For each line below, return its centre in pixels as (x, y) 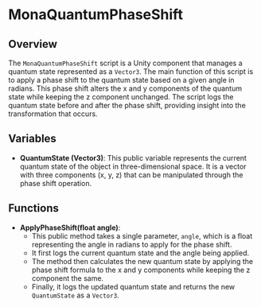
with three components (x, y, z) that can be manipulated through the (131, 175)
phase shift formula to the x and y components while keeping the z (141, 270)
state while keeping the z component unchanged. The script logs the (121, 97)
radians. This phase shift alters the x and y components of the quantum (125, 88)
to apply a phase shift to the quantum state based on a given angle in (121, 80)
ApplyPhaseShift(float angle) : (70, 227)
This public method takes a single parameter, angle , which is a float (142, 235)
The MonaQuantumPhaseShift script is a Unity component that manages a (125, 63)
